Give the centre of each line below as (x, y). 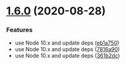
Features (19, 30)
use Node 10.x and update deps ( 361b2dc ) (67, 56)
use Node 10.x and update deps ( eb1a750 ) (67, 43)
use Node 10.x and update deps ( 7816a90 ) (67, 49)
